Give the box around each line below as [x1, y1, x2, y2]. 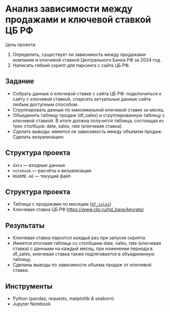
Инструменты [5, 282, 53, 291]
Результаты [5, 221, 45, 230]
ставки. [12, 267, 29, 273]
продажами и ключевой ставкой [5, 14, 151, 25]
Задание [5, 77, 35, 86]
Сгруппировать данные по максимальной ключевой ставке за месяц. [12, 106, 165, 112]
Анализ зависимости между [5, 3, 133, 15]
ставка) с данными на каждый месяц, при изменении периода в [12, 245, 153, 252]
